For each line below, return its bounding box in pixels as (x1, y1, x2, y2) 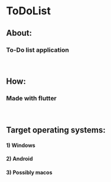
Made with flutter (6, 94, 57, 102)
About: (6, 28, 32, 38)
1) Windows (6, 142, 35, 149)
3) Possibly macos (6, 168, 53, 176)
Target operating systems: (6, 125, 106, 135)
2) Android (6, 155, 33, 162)
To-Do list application (6, 46, 69, 54)
